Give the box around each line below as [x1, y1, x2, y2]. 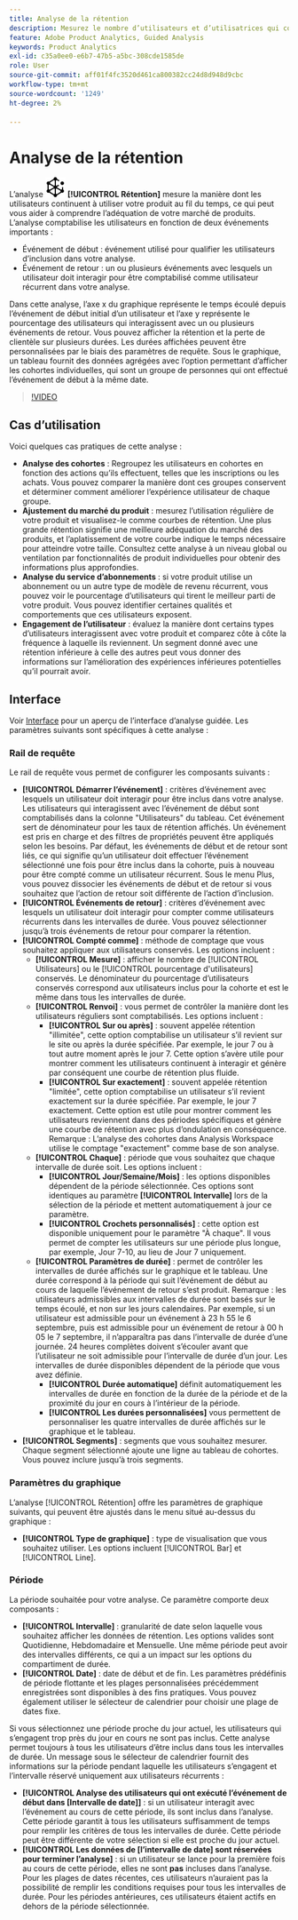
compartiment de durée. [21, 1658, 111, 1669]
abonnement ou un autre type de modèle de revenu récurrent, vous [21, 581, 269, 592]
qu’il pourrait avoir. [21, 666, 91, 677]
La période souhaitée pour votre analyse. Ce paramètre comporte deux [9, 1594, 270, 1605]
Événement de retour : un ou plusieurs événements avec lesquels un [21, 263, 273, 274]
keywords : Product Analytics [9, 43, 117, 52]
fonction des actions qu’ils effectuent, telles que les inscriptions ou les [21, 467, 279, 479]
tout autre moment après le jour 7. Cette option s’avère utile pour [48, 1048, 284, 1059]
